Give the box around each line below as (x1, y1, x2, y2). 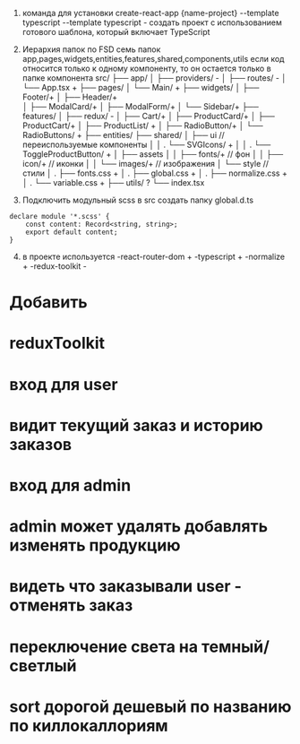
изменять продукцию (9, 535, 181, 556)
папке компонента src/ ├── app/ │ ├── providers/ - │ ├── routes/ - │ (21, 73, 287, 83)
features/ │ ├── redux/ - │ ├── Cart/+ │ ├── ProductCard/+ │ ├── (21, 111, 275, 121)
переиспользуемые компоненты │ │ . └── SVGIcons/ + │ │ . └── (21, 139, 271, 150)
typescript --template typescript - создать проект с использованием (21, 17, 282, 28)
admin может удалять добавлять (9, 516, 269, 537)
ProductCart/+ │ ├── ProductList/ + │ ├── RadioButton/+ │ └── (21, 120, 264, 131)
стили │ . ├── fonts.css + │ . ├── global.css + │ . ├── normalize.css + (21, 168, 288, 178)
